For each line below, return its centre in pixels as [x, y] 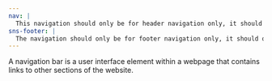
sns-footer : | [32, 31]
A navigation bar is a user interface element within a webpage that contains [134, 62]
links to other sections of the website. [71, 70]
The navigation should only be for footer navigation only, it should [137, 38]
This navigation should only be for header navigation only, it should [139, 23]
